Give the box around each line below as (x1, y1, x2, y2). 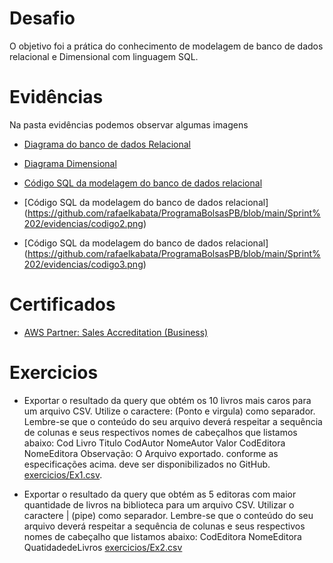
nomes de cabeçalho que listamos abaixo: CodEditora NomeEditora (23, 530, 302, 542)
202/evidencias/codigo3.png (23, 258, 144, 270)
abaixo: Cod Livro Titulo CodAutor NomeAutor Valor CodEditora (23, 437, 286, 449)
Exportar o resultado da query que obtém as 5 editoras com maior (23, 488, 297, 500)
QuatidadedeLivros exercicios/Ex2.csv (23, 541, 183, 553)
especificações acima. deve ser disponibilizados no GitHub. (23, 458, 271, 470)
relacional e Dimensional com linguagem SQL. (9, 50, 199, 62)
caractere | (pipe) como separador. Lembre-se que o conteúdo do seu (23, 509, 314, 521)
